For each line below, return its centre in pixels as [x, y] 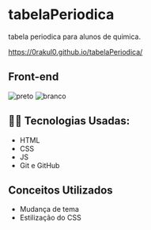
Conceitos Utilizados [60, 190]
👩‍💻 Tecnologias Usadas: [69, 121]
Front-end [34, 77]
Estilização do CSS [50, 218]
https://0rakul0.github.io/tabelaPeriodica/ [75, 52]
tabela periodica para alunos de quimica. [75, 36]
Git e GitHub [40, 165]
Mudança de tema [49, 209]
